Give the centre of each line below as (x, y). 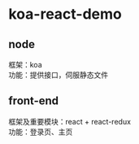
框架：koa (25, 65)
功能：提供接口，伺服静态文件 (58, 75)
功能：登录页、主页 (41, 132)
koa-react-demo (65, 14)
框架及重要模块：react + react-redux (70, 121)
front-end (34, 101)
